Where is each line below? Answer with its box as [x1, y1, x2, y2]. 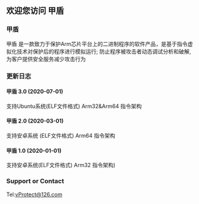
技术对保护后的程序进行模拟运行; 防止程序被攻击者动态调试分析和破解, [16, 48, 192, 55]
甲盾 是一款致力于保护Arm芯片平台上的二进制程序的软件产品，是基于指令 [6, 40, 188, 47]
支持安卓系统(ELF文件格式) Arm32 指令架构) [6, 162, 116, 169]
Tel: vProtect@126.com [6, 191, 62, 198]
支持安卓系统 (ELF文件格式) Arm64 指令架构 [6, 132, 116, 139]
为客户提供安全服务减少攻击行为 [6, 55, 86, 62]
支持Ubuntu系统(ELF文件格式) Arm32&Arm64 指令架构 [6, 102, 142, 110]
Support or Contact [6, 177, 65, 185]
